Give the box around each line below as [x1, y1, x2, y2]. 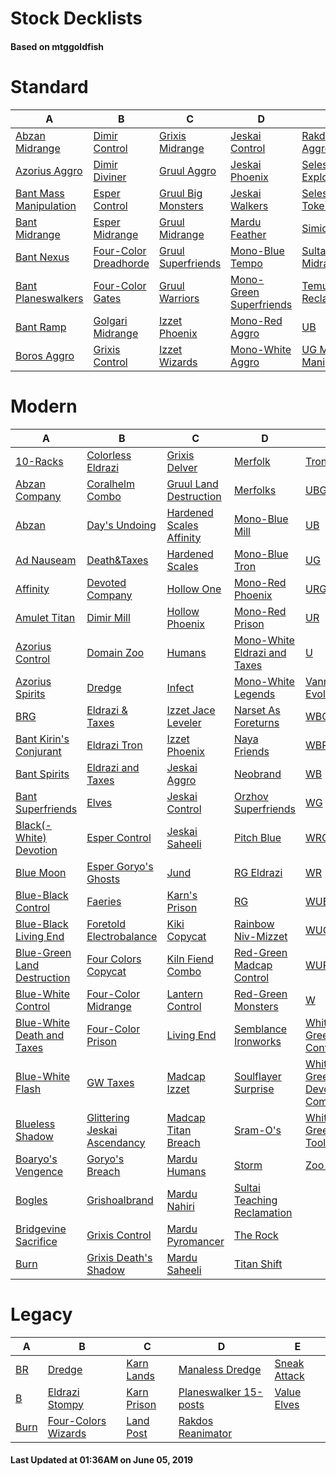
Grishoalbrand [86, 1193, 154, 1207]
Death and [15, 1028, 65, 1042]
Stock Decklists [10, 7, 143, 30]
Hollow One [166, 582, 222, 596]
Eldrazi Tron [86, 738, 143, 752]
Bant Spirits [15, 767, 70, 781]
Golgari [93, 313, 128, 327]
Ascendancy [86, 1135, 146, 1149]
